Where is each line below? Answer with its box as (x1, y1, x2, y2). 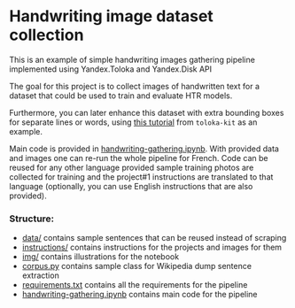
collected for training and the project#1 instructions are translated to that (9, 171, 274, 182)
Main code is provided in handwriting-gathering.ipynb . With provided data (9, 143, 279, 154)
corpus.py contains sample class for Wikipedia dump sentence (21, 261, 252, 272)
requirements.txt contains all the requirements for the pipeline (21, 280, 248, 290)
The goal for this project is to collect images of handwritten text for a (9, 81, 260, 91)
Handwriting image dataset (9, 6, 214, 27)
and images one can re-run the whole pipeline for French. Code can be (9, 152, 268, 163)
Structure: (9, 212, 55, 225)
